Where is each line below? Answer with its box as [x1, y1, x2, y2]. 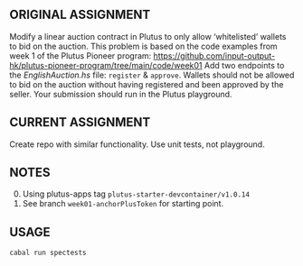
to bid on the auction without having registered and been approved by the [9, 78, 284, 89]
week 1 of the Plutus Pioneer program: [9, 50, 152, 61]
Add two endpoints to [204, 60, 285, 70]
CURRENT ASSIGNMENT [9, 115, 151, 130]
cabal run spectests [9, 248, 88, 258]
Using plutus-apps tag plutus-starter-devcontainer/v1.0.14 [22, 188, 251, 199]
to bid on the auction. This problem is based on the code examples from [9, 41, 278, 51]
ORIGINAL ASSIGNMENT [9, 7, 151, 23]
